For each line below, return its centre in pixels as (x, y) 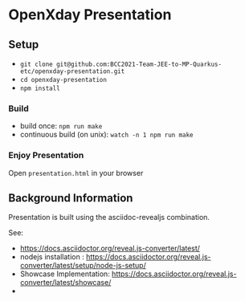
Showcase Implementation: (65, 274)
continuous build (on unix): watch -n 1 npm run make (106, 135)
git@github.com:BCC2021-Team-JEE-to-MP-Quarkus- (139, 64)
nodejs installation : (52, 257)
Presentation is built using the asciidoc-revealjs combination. (109, 218)
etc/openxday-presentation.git (72, 71)
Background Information (71, 198)
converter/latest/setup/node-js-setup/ (83, 266)
